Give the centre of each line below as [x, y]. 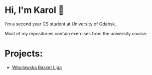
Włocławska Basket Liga [37, 67]
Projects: [24, 54]
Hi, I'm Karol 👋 [34, 10]
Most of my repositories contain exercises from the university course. [76, 33]
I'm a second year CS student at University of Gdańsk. [61, 24]
